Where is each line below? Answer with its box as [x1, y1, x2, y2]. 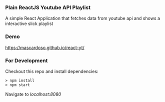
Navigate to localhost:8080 [5, 91, 61, 97]
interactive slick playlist [5, 20, 53, 26]
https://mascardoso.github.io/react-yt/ [5, 44, 85, 50]
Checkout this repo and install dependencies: [5, 68, 98, 74]
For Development [5, 57, 48, 64]
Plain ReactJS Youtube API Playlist [5, 4, 91, 11]
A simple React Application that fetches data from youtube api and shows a [5, 15, 160, 21]
